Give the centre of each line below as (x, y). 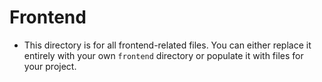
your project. (50, 66)
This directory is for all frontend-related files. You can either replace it (167, 45)
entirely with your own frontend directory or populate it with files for (163, 55)
